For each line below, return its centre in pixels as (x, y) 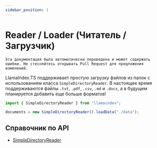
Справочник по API (37, 128)
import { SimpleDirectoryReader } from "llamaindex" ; (63, 103)
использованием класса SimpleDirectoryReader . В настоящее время (79, 83)
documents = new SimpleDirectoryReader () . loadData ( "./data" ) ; (72, 112)
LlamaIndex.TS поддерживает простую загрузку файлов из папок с (78, 78)
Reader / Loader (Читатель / (66, 35)
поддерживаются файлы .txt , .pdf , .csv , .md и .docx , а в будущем (76, 88)
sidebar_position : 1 (27, 10)
